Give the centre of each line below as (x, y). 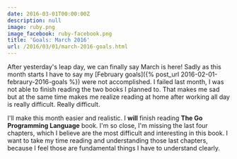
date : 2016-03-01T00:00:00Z (49, 14)
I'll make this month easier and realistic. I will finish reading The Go (105, 118)
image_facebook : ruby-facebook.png (60, 34)
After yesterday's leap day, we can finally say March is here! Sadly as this (114, 67)
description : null (34, 20)
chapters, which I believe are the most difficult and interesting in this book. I (118, 133)
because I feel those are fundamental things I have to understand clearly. (114, 148)
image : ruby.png (31, 27)
